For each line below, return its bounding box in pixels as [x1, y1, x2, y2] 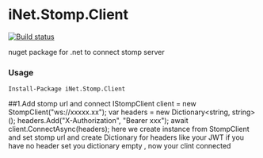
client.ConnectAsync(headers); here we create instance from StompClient [8, 125, 250, 134]
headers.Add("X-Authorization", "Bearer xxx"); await [17, 116, 189, 125]
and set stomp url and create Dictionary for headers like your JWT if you [8, 133, 244, 142]
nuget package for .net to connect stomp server [8, 47, 165, 56]
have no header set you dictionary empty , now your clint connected [8, 141, 231, 151]
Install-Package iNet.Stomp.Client [8, 85, 126, 93]
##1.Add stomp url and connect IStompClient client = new [8, 99, 196, 109]
